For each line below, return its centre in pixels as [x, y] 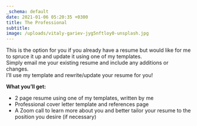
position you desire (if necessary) [55, 117]
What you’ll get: [26, 87]
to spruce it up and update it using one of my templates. [74, 57]
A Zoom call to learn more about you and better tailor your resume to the [103, 111]
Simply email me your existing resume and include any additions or [87, 63]
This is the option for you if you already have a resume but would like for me [98, 50]
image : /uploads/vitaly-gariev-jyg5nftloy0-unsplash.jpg [78, 34]
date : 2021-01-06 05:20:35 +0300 [47, 17]
